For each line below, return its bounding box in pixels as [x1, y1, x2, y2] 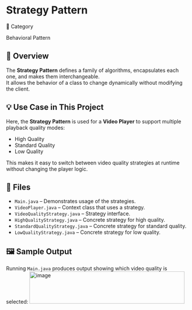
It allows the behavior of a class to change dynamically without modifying [6, 79, 183, 86]
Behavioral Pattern [6, 34, 51, 41]
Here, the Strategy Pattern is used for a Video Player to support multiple [6, 118, 182, 125]
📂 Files [6, 182, 31, 192]
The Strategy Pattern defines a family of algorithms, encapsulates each [6, 67, 179, 74]
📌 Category [6, 23, 34, 30]
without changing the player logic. [6, 165, 88, 173]
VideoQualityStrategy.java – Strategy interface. [14, 210, 131, 217]
